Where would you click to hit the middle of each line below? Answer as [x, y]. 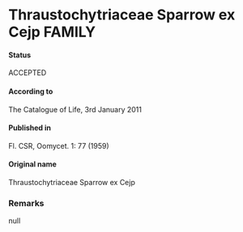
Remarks [26, 203]
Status [20, 55]
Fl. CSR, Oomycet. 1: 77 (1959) [59, 146]
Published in [30, 128]
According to [31, 91]
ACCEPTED [28, 73]
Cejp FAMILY [52, 32]
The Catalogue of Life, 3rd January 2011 [75, 109]
